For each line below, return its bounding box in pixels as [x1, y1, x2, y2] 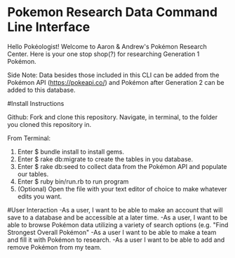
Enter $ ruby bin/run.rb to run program [17, 177, 129, 186]
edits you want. [17, 192, 62, 201]
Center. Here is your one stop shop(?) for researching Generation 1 [7, 50, 200, 58]
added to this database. [7, 86, 76, 94]
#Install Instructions [7, 99, 65, 107]
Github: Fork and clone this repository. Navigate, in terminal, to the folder [7, 113, 218, 121]
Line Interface [7, 19, 90, 35]
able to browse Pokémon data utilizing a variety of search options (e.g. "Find [7, 220, 229, 229]
